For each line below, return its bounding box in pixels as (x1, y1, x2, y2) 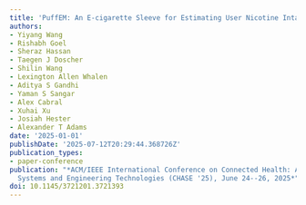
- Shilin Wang (9, 64, 64, 73)
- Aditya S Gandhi (9, 81, 79, 90)
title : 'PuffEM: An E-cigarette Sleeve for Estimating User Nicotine (9, 13, 280, 23)
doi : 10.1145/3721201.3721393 (9, 182, 125, 191)
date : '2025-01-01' (9, 132, 84, 141)
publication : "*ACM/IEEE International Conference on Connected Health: (9, 165, 291, 174)
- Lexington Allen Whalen (9, 73, 107, 82)
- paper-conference (9, 156, 84, 166)
